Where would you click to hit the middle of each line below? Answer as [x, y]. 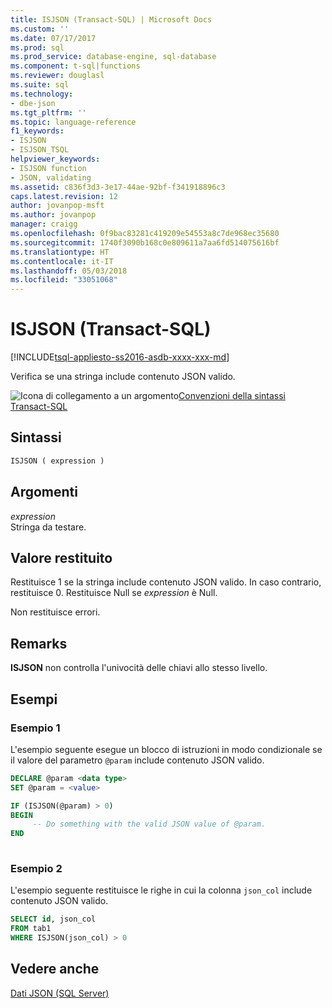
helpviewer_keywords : [55, 159]
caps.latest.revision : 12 [64, 196]
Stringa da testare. [48, 527]
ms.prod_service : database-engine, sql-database [113, 57]
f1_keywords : [37, 131]
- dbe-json [33, 103]
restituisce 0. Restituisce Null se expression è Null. [114, 593]
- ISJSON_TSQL [40, 150]
